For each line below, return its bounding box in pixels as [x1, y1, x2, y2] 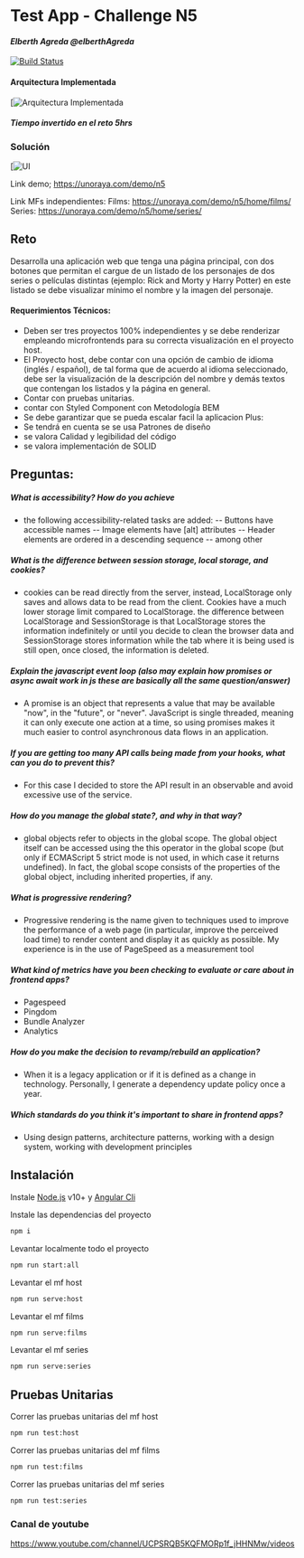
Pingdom [23, 1006, 58, 1017]
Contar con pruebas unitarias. [23, 392, 134, 403]
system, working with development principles [23, 1141, 193, 1153]
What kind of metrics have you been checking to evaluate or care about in [10, 964, 294, 975]
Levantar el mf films [10, 1310, 84, 1321]
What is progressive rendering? [10, 892, 132, 902]
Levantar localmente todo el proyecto [10, 1242, 150, 1253]
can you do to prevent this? [10, 757, 115, 768]
